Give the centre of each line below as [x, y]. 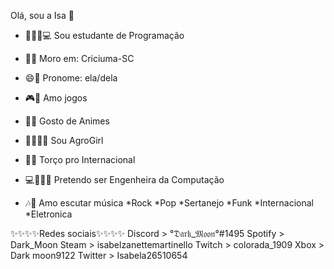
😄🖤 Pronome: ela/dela [71, 78]
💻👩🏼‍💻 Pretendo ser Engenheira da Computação [124, 179]
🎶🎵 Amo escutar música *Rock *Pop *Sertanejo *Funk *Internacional [169, 203]
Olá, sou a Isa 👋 [42, 15]
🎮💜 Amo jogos [56, 98]
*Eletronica [48, 214]
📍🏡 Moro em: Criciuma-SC [79, 58]
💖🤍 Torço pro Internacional [80, 159]
